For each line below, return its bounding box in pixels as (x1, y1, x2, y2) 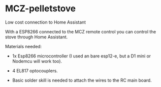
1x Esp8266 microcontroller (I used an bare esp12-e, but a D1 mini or (12, 53, 151, 59)
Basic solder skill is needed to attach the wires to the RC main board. (12, 77, 152, 83)
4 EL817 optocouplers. (12, 67, 58, 74)
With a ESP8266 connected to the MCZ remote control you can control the (5, 29, 157, 34)
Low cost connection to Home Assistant (5, 19, 86, 25)
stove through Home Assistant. (5, 34, 68, 40)
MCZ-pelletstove (5, 3, 76, 14)
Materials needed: (5, 43, 42, 49)
